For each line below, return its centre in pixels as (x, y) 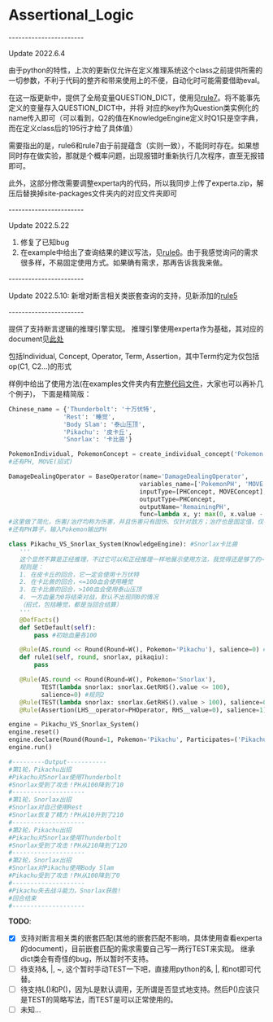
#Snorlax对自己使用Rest (45, 808)
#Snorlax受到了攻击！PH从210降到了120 (68, 845)
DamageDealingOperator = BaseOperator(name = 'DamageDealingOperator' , (129, 477)
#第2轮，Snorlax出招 (40, 861)
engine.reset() (34, 732)
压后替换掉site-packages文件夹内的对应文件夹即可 (93, 193)
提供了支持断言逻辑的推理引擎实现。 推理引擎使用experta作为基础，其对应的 (136, 328)
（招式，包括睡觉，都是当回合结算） (71, 605)
